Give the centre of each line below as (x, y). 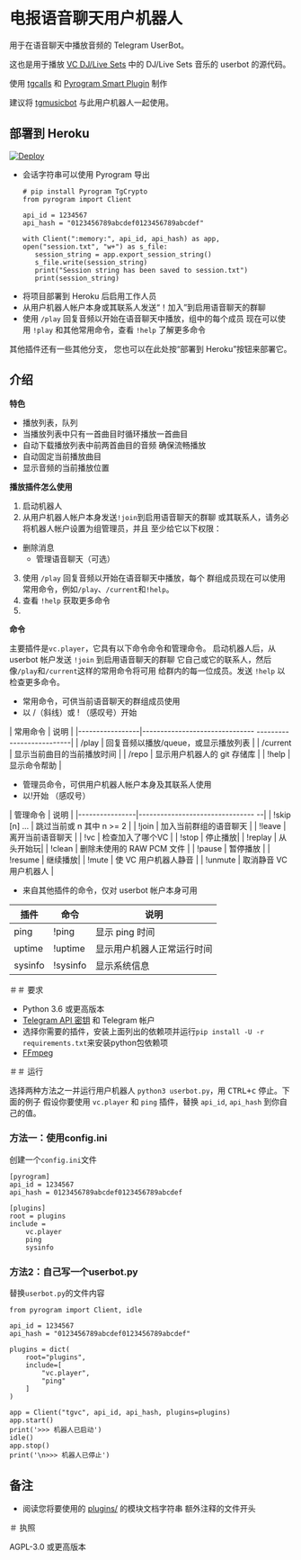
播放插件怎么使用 (41, 486)
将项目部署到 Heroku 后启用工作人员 (89, 296)
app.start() (31, 1420)
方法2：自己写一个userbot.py (74, 1272)
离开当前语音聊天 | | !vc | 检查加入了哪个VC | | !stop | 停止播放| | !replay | (143, 837)
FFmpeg (38, 1052)
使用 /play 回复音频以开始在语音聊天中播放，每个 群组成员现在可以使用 (154, 578)
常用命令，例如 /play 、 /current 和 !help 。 (98, 589)
